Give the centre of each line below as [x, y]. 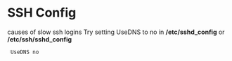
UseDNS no [25, 52]
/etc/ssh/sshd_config [40, 39]
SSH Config [42, 13]
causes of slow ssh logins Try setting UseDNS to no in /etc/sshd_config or [116, 32]
